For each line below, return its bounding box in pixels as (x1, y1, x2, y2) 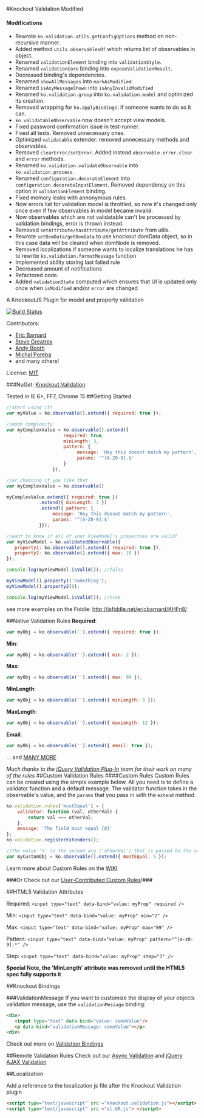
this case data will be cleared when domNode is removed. (15, 240, 160, 247)
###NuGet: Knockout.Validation (6, 381, 86, 388)
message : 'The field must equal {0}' (17, 826, 113, 832)
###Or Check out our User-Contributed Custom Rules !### (6, 876, 153, 883)
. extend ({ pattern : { (38, 505, 94, 511)
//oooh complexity (6, 421, 53, 427)
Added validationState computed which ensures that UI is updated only (15, 278, 197, 285)
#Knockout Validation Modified (6, 5, 84, 12)
